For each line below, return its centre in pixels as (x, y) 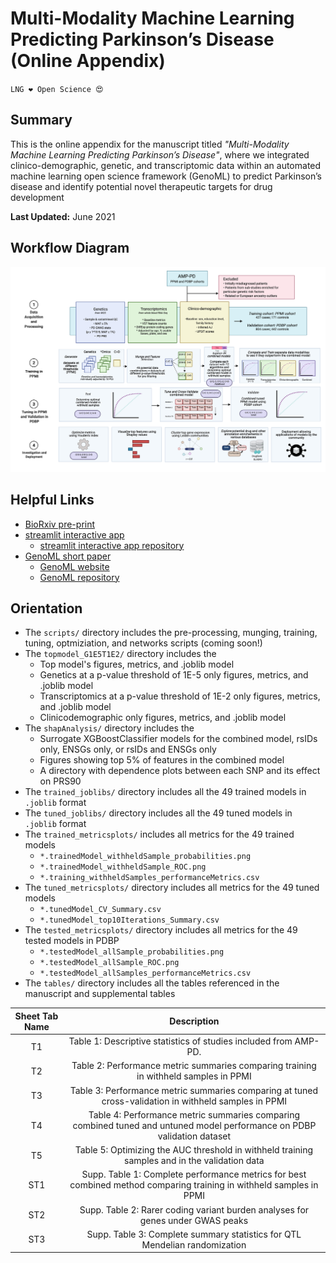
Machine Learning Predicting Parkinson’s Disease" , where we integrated (160, 154)
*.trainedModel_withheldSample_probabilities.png (145, 857)
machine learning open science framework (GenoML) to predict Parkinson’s (166, 176)
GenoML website (74, 566)
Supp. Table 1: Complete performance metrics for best (194, 1174)
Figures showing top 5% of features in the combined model (162, 760)
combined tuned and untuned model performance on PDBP (194, 1125)
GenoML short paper (68, 556)
